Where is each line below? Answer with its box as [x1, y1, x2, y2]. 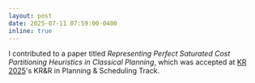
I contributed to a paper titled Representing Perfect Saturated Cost [8, 49, 231, 59]
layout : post [8, 11, 53, 20]
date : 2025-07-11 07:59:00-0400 [8, 19, 117, 27]
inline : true [8, 27, 53, 35]
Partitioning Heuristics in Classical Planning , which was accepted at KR [8, 57, 247, 67]
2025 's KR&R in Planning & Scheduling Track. [8, 66, 160, 76]
